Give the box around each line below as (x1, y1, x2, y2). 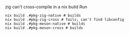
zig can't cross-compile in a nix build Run (5, 4, 87, 9)
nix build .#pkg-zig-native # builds (5, 13, 81, 18)
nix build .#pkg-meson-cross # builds (5, 26, 83, 30)
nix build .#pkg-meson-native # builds (5, 21, 86, 26)
